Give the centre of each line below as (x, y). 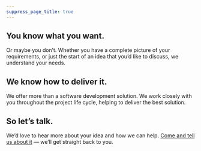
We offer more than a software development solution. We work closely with (99, 96)
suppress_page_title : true (40, 12)
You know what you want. (55, 36)
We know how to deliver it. (57, 81)
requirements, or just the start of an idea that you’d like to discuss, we (92, 57)
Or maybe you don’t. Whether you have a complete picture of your (88, 50)
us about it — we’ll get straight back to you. (60, 142)
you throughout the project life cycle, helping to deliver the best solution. (96, 103)
